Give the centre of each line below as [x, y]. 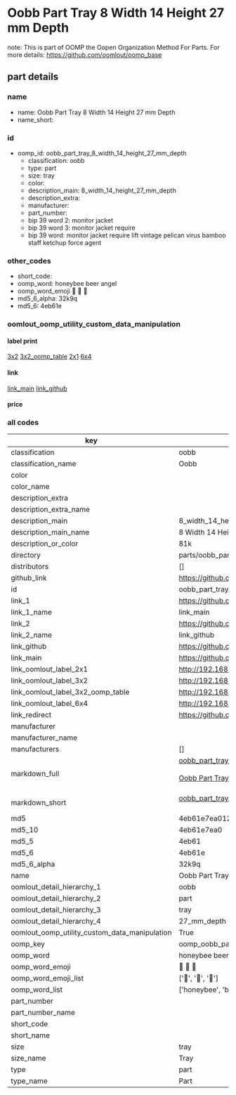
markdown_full [35, 774]
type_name [29, 1081]
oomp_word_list [37, 990]
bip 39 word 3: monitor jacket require [81, 228]
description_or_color [45, 544]
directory [26, 555]
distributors [30, 567]
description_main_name [50, 532]
